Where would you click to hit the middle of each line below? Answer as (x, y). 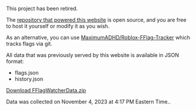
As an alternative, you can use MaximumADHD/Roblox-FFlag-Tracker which (98, 37)
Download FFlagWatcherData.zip (46, 90)
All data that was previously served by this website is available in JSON (93, 55)
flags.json (27, 73)
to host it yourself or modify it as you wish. (58, 26)
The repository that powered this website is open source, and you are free (97, 20)
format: (15, 61)
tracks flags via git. (29, 44)
